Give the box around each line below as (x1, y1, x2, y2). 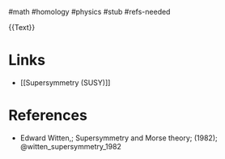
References (8, 106, 87, 125)
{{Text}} (8, 23, 36, 32)
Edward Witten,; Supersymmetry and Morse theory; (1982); (19, 133, 218, 143)
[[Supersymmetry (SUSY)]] (19, 77, 111, 88)
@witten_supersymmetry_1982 (19, 141, 121, 151)
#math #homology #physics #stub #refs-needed (8, 7, 171, 16)
